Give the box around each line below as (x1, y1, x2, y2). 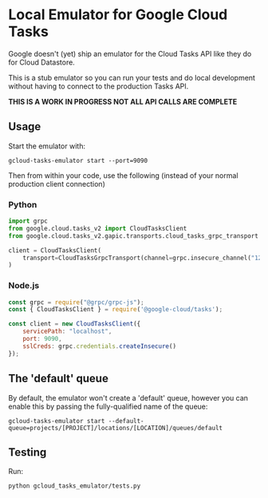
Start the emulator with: (8, 141, 86, 151)
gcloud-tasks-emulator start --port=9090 (8, 156, 148, 164)
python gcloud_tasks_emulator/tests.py (8, 482, 141, 490)
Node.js (8, 280, 40, 291)
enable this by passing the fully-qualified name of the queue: (8, 401, 208, 411)
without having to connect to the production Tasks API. (8, 81, 189, 91)
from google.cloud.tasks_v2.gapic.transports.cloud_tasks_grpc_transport (8, 231, 259, 240)
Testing (8, 445, 47, 459)
